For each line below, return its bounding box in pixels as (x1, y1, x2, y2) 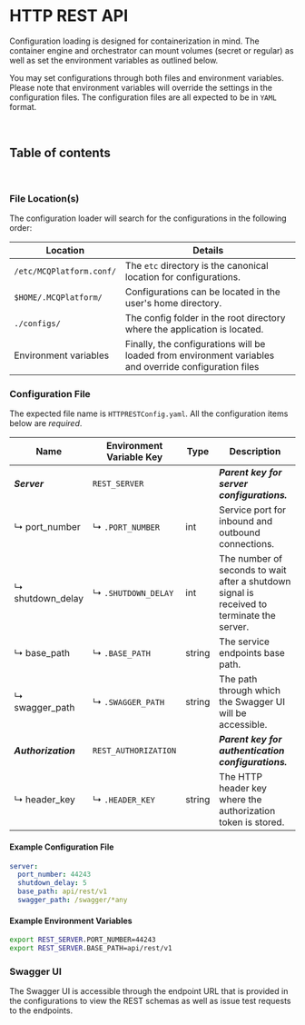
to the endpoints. (9, 1005, 74, 1016)
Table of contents (9, 145, 111, 161)
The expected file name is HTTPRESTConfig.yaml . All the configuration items (9, 408, 289, 419)
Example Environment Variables (9, 915, 133, 926)
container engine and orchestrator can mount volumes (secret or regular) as (9, 45, 294, 55)
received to (219, 598, 268, 611)
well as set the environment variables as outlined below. (9, 55, 219, 65)
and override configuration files (125, 361, 260, 373)
